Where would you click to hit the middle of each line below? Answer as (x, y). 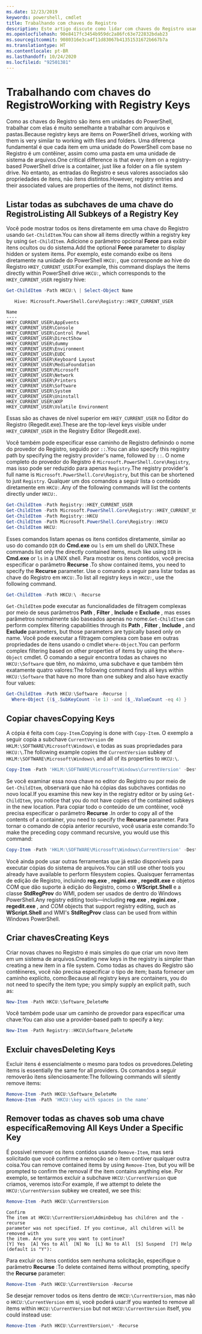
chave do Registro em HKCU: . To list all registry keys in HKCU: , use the (90, 577)
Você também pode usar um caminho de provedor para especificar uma (96, 1013)
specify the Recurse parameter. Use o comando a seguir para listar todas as (101, 571)
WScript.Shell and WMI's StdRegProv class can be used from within (92, 912)
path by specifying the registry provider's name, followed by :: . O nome (96, 456)
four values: (21, 683)
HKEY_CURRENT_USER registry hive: (46, 280)
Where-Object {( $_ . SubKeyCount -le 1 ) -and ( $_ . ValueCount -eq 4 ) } (99, 700)
